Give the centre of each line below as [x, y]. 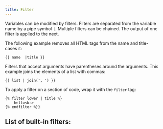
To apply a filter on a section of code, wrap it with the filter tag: [70, 89]
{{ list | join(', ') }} [30, 80]
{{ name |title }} [25, 57]
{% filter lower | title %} [34, 98]
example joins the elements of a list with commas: [55, 72]
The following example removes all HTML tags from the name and [71, 43]
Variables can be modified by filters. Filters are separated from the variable [81, 23]
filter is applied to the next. [32, 34]
